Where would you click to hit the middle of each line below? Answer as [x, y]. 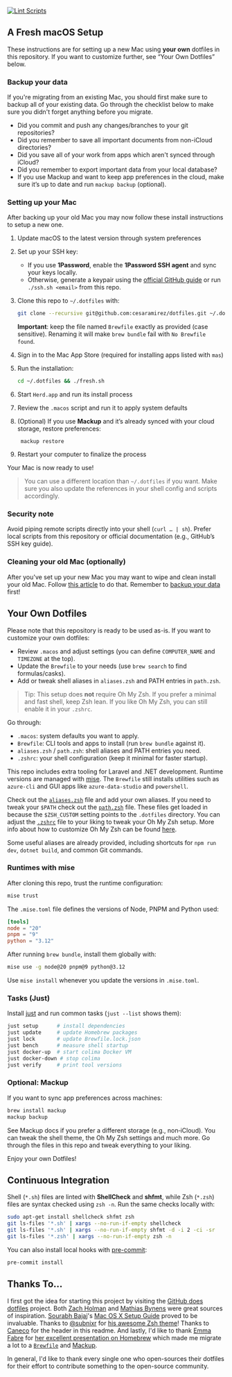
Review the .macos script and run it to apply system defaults [102, 408]
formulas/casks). [41, 673]
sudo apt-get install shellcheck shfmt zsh [71, 1217]
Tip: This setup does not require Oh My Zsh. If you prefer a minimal [120, 694]
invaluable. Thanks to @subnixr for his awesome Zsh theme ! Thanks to [108, 1323]
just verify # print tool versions [65, 1065]
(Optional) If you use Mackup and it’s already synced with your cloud [116, 422]
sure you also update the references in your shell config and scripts [121, 489]
